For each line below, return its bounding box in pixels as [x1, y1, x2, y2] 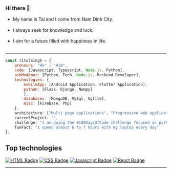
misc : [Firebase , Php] [24, 101, 72, 106]
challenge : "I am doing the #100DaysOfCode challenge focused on [14, 120, 157, 125]
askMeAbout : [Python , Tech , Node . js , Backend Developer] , [14, 72, 141, 77]
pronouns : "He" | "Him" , [14, 63, 68, 68]
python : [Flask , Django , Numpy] [24, 86, 93, 92]
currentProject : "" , [14, 115, 58, 120]
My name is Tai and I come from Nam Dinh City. [12, 16, 114, 23]
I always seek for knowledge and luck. [12, 27, 94, 33]
